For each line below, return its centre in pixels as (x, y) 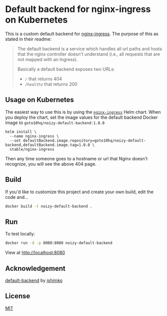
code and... (17, 197)
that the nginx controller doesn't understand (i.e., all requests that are (89, 54)
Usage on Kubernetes (40, 100)
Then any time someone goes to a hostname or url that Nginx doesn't (77, 158)
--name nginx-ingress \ (34, 136)
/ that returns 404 (43, 79)
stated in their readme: (28, 39)
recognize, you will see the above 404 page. (51, 164)
